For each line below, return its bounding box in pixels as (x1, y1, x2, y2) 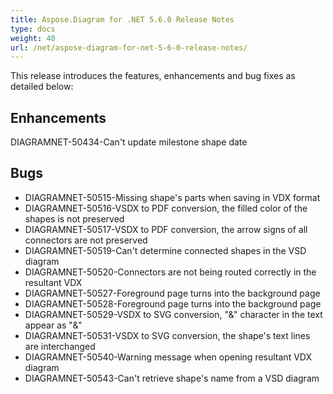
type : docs (10, 24, 56, 34)
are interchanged (24, 340, 96, 352)
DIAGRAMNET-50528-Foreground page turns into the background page (24, 297, 322, 310)
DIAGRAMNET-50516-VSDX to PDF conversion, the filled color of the (24, 202, 308, 214)
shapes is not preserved (24, 212, 125, 225)
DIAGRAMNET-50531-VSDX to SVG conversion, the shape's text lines (24, 329, 311, 341)
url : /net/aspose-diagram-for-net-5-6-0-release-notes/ (10, 42, 248, 53)
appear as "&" (24, 319, 83, 331)
